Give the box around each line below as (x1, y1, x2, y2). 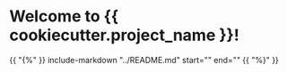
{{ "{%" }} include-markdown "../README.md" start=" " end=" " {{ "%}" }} (9, 54, 280, 65)
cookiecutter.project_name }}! (9, 25, 239, 45)
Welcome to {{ (9, 6, 119, 27)
